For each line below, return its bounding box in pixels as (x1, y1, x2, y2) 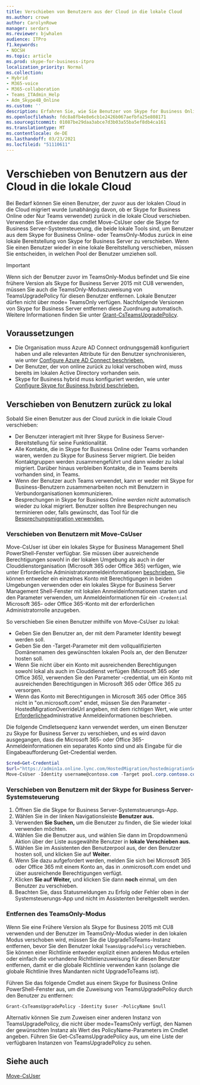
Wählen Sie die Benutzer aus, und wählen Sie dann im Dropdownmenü (14, 831, 188, 839)
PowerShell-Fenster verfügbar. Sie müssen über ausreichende (6, 550, 159, 557)
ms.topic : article (6, 53, 52, 59)
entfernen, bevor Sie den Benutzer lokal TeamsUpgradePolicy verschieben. (6, 942, 186, 949)
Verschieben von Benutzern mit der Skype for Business (6, 786, 170, 794)
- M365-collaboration (6, 86, 60, 92)
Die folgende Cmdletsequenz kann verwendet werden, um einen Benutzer (6, 724, 187, 731)
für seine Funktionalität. (50, 439, 108, 446)
